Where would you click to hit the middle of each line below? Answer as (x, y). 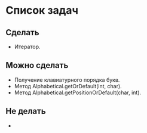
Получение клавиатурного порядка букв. (67, 80)
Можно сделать (37, 65)
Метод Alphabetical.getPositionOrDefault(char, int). (78, 92)
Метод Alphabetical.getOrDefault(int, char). (68, 86)
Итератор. (27, 47)
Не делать (26, 111)
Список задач (42, 10)
